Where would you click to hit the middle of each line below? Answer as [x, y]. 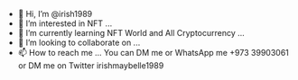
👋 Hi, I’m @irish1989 [55, 14]
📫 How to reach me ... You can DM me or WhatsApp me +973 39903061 [153, 53]
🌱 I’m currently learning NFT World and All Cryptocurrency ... [131, 33]
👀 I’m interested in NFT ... [65, 23]
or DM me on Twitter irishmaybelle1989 [91, 66]
